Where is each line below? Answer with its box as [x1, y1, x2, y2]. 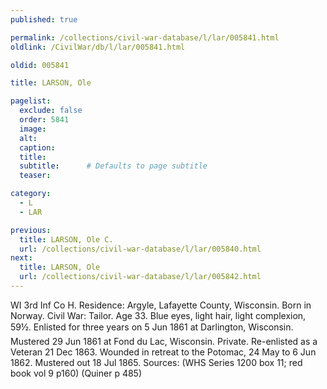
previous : [10, 225, 52, 235]
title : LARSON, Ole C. [19, 234, 114, 245]
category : [10, 189, 52, 199]
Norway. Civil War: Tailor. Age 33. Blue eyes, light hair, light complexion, [10, 309, 307, 321]
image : [19, 124, 47, 134]
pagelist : [10, 96, 52, 106]
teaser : [19, 171, 52, 181]
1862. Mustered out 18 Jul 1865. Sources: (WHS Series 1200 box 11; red [10, 356, 303, 368]
